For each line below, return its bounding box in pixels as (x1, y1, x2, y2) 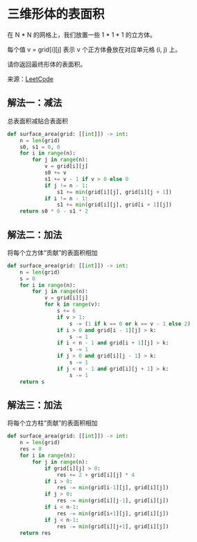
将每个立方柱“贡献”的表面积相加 (7, 419, 98, 427)
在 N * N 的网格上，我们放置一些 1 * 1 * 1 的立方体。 (7, 30, 156, 39)
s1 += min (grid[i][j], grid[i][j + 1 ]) (56, 189, 172, 195)
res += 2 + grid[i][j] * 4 (56, 471, 135, 478)
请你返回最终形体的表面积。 (7, 60, 87, 68)
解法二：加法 (7, 229, 62, 241)
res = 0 (19, 446, 42, 453)
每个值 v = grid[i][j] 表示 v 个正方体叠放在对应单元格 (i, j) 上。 (7, 45, 182, 53)
